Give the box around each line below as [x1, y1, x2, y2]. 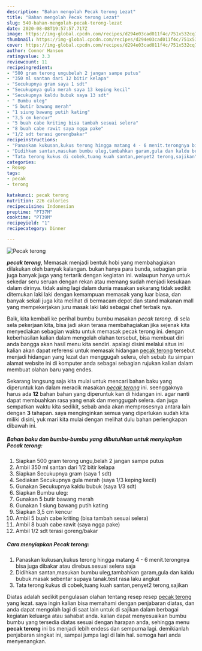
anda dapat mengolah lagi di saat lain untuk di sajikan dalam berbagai [7, 605, 179, 613]
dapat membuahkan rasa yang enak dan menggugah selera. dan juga [7, 396, 179, 404]
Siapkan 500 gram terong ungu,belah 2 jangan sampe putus [15, 457, 164, 464]
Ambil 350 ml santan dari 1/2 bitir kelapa [15, 464, 115, 471]
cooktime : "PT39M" [7, 214, 53, 220]
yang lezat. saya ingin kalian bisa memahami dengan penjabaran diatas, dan [7, 599, 195, 607]
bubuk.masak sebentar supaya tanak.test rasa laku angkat [15, 575, 160, 582]
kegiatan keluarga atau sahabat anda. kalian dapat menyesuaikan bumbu [7, 612, 186, 619]
